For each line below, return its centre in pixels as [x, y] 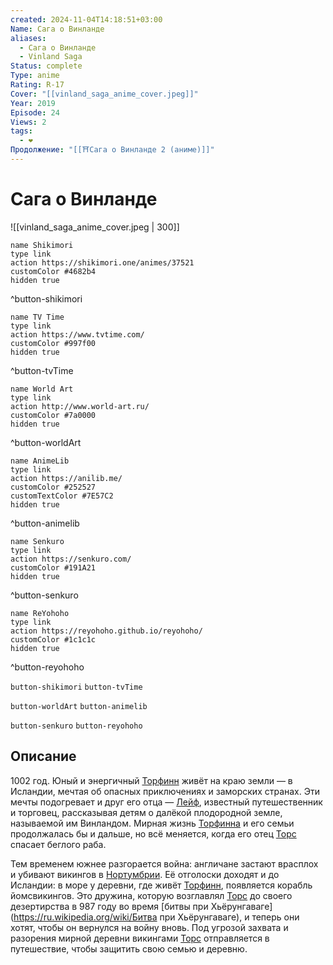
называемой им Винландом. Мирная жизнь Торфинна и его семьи [152, 823]
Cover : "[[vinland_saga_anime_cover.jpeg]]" [104, 94]
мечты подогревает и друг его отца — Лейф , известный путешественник [166, 802]
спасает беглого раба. [58, 844]
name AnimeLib [40, 461]
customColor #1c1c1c [53, 639]
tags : [21, 131]
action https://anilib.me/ [66, 478]
